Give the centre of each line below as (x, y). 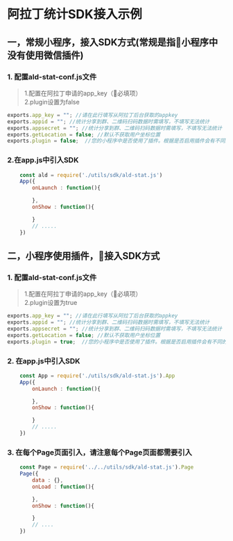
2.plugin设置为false (52, 102)
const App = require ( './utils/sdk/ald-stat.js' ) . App (97, 376)
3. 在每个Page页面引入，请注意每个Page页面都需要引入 (100, 452)
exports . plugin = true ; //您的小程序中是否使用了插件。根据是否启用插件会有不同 (115, 342)
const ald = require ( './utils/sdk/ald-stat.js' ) (91, 175)
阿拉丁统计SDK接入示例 (75, 14)
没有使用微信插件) (45, 55)
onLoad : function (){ (63, 487)
